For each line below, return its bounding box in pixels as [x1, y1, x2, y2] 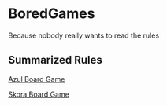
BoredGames [8, 5, 95, 23]
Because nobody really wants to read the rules [8, 31, 160, 40]
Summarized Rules [8, 53, 102, 67]
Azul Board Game [8, 74, 65, 83]
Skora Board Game [8, 90, 69, 99]
